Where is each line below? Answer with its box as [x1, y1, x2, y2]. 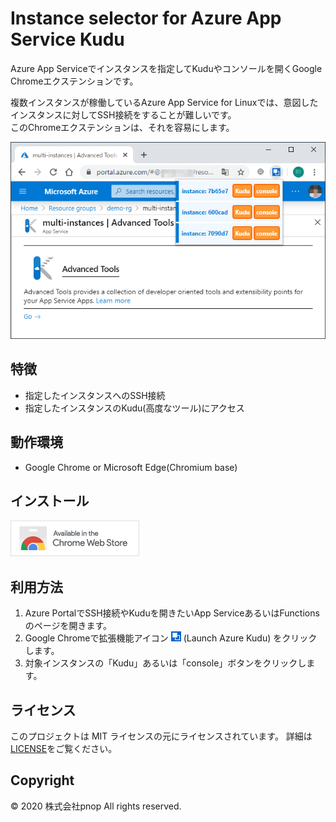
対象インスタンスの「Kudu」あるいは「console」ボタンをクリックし [24, 657, 307, 669]
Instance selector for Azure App [10, 7, 282, 30]
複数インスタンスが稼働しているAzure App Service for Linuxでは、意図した [10, 96, 319, 108]
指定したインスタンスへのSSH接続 [24, 389, 166, 401]
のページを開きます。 [24, 620, 113, 632]
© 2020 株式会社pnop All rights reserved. [10, 800, 182, 812]
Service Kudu [10, 28, 125, 51]
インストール [10, 492, 90, 509]
